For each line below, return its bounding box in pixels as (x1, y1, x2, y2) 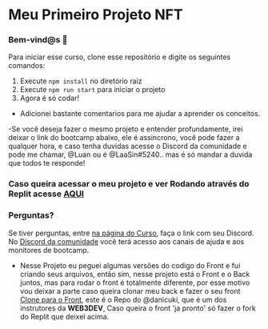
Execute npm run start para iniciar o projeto (19, 85, 166, 94)
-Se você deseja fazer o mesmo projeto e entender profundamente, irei (8, 124, 243, 134)
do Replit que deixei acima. (19, 311, 110, 321)
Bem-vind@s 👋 (8, 34, 68, 46)
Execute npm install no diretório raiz (19, 76, 142, 86)
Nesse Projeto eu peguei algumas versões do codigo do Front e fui (19, 260, 241, 270)
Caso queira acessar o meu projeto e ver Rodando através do (8, 179, 250, 190)
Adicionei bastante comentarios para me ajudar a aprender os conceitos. (19, 109, 261, 118)
